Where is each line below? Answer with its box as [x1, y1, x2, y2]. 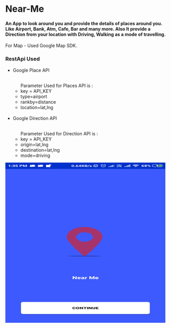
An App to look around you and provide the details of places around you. [5, 20, 162, 26]
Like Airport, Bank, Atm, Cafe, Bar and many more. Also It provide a [5, 26, 151, 32]
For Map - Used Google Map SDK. [5, 43, 78, 49]
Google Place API [12, 67, 50, 73]
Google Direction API [12, 115, 57, 121]
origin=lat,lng [20, 141, 49, 148]
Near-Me [5, 3, 45, 15]
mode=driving [20, 152, 50, 158]
